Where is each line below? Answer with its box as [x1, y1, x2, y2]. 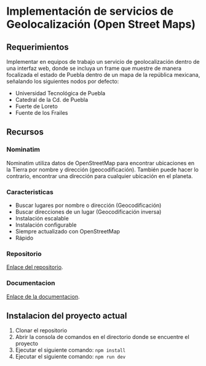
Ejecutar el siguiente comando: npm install [15, 346, 126, 354]
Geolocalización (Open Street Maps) [6, 17, 196, 31]
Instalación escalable [15, 214, 69, 222]
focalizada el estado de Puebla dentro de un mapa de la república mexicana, [6, 71, 200, 78]
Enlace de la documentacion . [6, 293, 80, 300]
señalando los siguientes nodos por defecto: [6, 78, 119, 85]
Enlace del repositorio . [6, 263, 63, 271]
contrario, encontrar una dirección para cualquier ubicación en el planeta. [6, 172, 193, 179]
